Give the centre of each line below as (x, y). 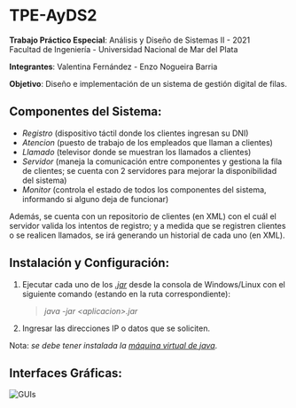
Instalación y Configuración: (90, 263)
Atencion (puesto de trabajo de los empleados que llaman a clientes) (147, 142)
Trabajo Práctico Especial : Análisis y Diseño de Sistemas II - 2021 (130, 40)
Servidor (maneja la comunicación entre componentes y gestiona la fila (152, 161)
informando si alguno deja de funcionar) (95, 199)
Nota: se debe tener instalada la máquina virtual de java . (113, 345)
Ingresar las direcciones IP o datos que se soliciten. (116, 328)
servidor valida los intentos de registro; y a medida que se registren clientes (148, 225)
